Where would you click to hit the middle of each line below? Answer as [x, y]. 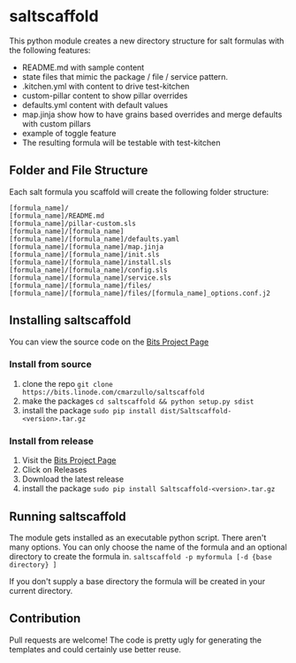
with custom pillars [56, 123]
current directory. [41, 590]
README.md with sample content [83, 67]
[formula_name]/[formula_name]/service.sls [91, 278]
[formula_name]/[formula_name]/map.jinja [87, 247]
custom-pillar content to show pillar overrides [105, 96]
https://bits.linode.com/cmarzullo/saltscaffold [113, 392]
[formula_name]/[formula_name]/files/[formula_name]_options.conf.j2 [140, 293]
